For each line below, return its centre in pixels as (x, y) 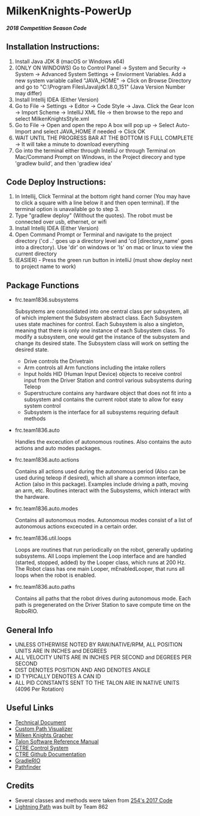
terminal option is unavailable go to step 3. (67, 209)
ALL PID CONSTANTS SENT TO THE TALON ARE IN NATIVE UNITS (97, 683)
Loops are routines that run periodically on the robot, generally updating (104, 550)
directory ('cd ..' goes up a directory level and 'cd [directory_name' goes (104, 241)
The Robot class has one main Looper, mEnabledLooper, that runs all (99, 569)
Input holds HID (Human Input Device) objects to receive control (103, 374)
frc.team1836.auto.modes (46, 508)
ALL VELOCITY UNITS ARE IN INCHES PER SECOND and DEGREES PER (103, 657)
